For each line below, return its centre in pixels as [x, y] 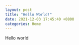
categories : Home [23, 24]
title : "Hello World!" [29, 14]
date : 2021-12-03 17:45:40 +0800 [40, 19]
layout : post [19, 10]
